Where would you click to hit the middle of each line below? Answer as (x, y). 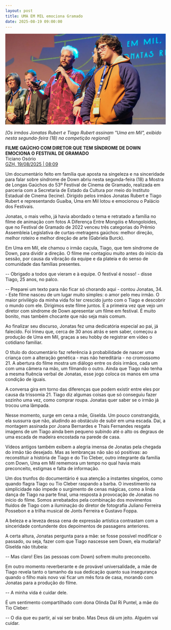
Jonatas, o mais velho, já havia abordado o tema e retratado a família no (81, 216)
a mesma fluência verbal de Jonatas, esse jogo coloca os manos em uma (82, 374)
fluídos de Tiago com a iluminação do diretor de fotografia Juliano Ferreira (83, 505)
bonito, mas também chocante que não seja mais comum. (66, 316)
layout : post (19, 11)
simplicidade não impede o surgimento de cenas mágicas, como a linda (80, 489)
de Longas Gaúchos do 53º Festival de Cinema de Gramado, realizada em (83, 185)
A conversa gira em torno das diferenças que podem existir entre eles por (83, 389)
